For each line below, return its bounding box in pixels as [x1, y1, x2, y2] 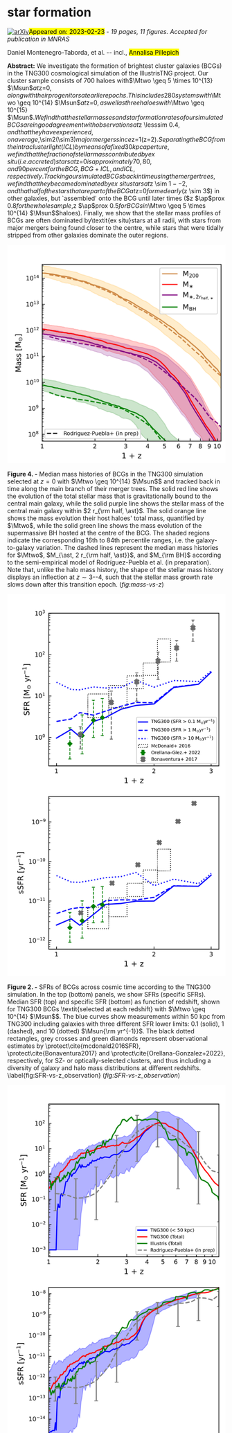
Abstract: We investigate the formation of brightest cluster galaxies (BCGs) [7, 62, 222, 70]
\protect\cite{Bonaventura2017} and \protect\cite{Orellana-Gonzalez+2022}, [7, 1049, 226, 1058]
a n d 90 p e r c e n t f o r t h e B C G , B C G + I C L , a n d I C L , [7, 164, 136, 172]
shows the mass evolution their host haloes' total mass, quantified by [7, 514, 204, 522]
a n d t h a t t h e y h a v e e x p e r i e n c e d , [7, 127, 93, 136]
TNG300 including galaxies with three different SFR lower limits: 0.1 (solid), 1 [7, 1020, 224, 1028]
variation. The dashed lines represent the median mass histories [35, 543, 219, 551]
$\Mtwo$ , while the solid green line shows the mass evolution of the [7, 521, 202, 529]
